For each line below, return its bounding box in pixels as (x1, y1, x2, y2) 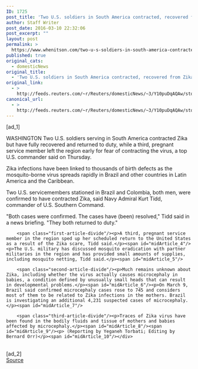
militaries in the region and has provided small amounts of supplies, (6, 251, 186, 257)
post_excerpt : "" (6, 31, 49, 37)
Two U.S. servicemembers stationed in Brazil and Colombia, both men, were (6, 189, 191, 196)
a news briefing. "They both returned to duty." (6, 219, 118, 226)
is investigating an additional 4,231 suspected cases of (6, 298, 151, 304)
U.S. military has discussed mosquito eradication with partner (24, 246, 186, 252)
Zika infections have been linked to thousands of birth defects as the (6, 165, 173, 172)
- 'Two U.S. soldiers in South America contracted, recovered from (11, 74, 181, 80)
